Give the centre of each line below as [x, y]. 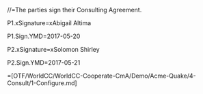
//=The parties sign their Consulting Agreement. [75, 10]
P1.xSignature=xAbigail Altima [49, 23]
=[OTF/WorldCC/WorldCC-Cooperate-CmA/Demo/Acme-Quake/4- [101, 76]
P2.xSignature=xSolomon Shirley [54, 49]
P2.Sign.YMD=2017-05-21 [44, 63]
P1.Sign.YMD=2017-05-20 [44, 36]
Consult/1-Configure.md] [42, 83]
